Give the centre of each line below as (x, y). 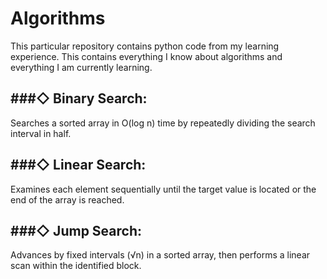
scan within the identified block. (76, 266)
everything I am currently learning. (81, 67)
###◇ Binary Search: (79, 98)
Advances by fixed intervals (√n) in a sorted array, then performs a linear (160, 255)
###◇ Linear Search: (78, 165)
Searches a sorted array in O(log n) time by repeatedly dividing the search (163, 123)
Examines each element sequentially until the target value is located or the (163, 189)
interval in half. (41, 133)
